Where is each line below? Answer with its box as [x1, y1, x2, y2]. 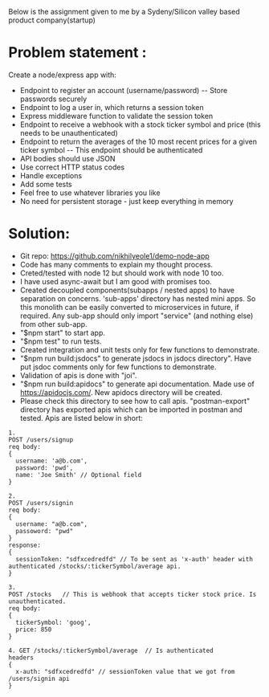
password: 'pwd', [15, 463, 74, 472]
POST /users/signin [8, 499, 74, 507]
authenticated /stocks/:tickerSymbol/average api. [8, 562, 181, 570]
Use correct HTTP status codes [19, 162, 125, 172]
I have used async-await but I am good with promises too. [19, 276, 212, 286]
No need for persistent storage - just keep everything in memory [19, 196, 234, 206]
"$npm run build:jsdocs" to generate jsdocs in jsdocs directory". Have [19, 353, 251, 363]
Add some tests [19, 179, 72, 189]
